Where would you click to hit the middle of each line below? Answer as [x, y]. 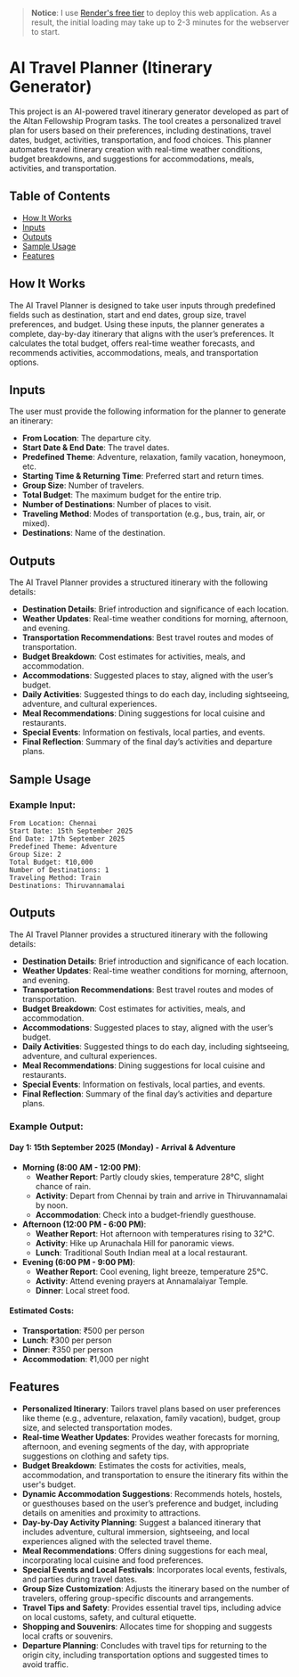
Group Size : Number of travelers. [83, 486]
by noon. [52, 1205]
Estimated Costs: [41, 1311]
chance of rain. [63, 1186]
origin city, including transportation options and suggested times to [145, 1655]
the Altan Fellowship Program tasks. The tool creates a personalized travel [145, 120]
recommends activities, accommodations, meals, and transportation [134, 352]
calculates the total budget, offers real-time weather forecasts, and [132, 343]
